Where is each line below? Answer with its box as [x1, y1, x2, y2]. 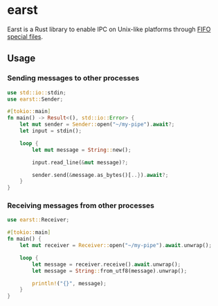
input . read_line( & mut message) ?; [32, 159, 129, 166]
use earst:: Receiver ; [7, 216, 70, 223]
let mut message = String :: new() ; [32, 146, 131, 153]
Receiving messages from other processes [7, 201, 154, 210]
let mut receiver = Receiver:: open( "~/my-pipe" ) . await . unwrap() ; [19, 242, 212, 249]
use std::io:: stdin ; [7, 89, 67, 96]
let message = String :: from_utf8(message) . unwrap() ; [32, 267, 188, 274]
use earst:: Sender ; [7, 96, 64, 103]
